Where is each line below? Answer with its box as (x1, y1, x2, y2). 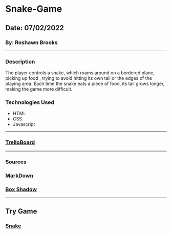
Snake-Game (5, 3, 62, 15)
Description (5, 58, 35, 65)
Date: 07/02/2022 (5, 24, 64, 32)
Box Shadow (5, 185, 37, 193)
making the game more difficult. (5, 86, 73, 92)
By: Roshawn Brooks (5, 39, 58, 46)
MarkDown (5, 172, 33, 179)
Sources (5, 158, 27, 165)
